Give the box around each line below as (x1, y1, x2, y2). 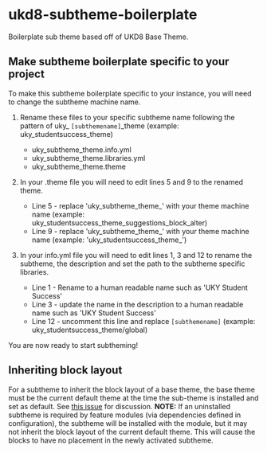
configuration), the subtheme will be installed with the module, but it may (8, 418, 248, 428)
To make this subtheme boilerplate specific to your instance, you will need (8, 88, 253, 98)
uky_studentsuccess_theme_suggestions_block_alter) (31, 217, 208, 228)
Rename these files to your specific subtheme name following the (19, 112, 235, 122)
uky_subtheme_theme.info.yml (31, 145, 132, 154)
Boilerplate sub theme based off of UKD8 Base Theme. (8, 32, 189, 41)
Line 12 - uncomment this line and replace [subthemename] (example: (31, 316, 256, 326)
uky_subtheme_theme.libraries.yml (31, 153, 146, 162)
